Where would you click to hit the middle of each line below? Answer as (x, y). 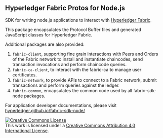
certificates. (24, 75)
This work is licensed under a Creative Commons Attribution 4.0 (70, 125)
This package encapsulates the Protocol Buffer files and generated (73, 30)
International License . (27, 131)
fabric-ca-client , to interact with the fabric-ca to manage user (77, 69)
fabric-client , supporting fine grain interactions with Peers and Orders (85, 54)
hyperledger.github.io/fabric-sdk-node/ (45, 110)
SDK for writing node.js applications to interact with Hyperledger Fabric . (78, 20)
